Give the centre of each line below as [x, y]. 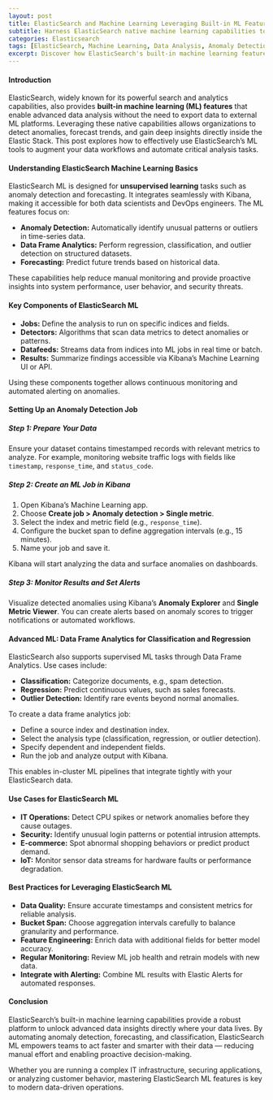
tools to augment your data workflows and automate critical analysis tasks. [134, 149]
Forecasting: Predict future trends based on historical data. [120, 262]
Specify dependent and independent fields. [93, 747]
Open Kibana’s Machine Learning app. [84, 505]
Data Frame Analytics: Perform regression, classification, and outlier [136, 245]
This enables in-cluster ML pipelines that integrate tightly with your [121, 772]
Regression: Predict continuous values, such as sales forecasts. [128, 690]
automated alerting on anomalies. [64, 391]
